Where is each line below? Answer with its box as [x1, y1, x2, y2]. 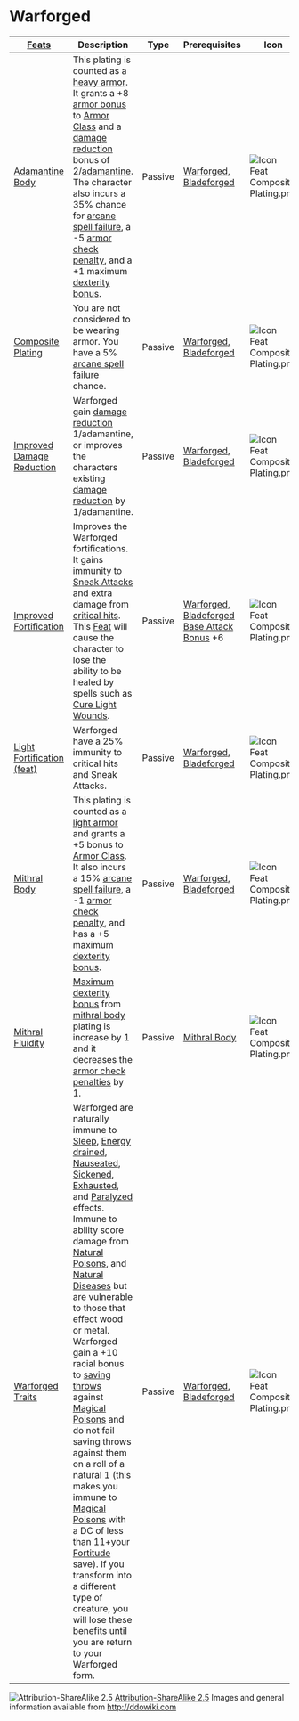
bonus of [72, 153, 110, 166]
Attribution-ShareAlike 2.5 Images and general [114, 1692, 285, 1702]
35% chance [72, 198, 127, 210]
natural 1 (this [72, 1468, 132, 1480]
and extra [72, 586, 113, 599]
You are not [72, 301, 121, 314]
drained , [72, 1146, 108, 1158]
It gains [72, 553, 104, 566]
